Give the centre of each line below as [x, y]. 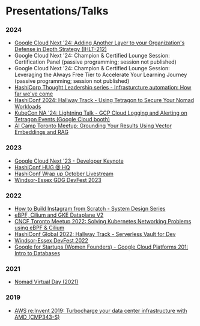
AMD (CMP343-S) [37, 317]
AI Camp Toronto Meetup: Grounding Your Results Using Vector [93, 126]
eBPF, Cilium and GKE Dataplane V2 [59, 215]
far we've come [34, 94]
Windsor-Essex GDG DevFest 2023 [58, 180]
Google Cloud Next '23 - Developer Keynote [69, 161]
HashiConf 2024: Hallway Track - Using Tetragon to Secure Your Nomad [104, 100]
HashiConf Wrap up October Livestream [64, 174]
